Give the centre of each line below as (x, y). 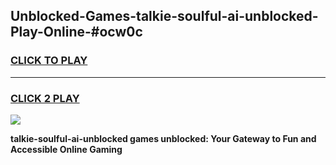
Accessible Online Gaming (66, 149)
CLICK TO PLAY (49, 61)
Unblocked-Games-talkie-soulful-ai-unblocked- (164, 16)
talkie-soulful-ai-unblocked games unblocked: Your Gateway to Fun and (163, 138)
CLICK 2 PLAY (45, 98)
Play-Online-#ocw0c (76, 32)
